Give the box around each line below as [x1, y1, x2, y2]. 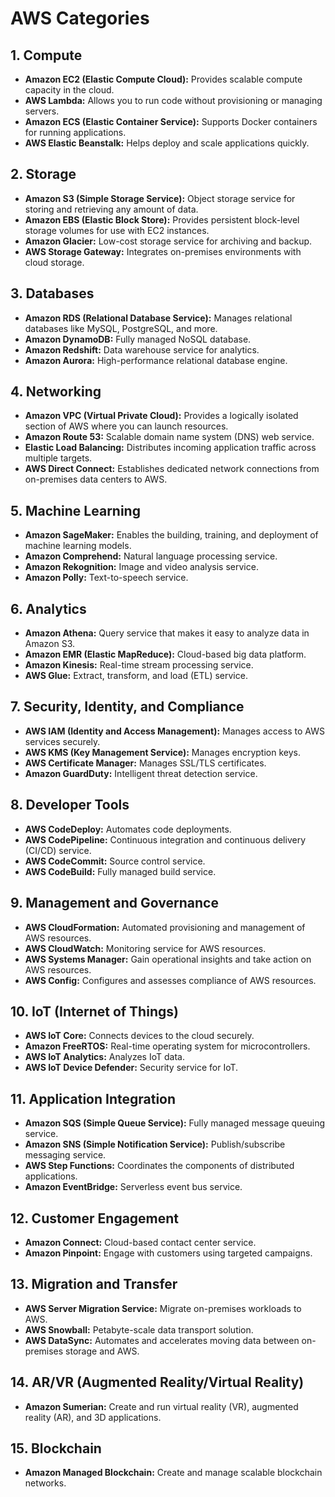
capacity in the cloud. [24, 84, 115, 96]
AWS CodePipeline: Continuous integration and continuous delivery [24, 833, 307, 846]
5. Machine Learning [10, 502, 141, 519]
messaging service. [24, 1149, 107, 1161]
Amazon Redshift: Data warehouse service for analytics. [24, 343, 260, 356]
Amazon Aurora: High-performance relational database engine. [24, 354, 288, 366]
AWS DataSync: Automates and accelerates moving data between [24, 1334, 300, 1346]
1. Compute [10, 47, 83, 64]
